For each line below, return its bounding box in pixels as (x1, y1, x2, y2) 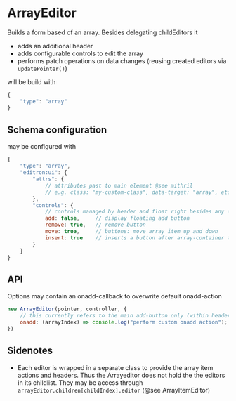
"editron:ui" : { (20, 169, 68, 176)
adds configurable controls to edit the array (17, 49, 144, 58)
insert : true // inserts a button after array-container (44, 234, 225, 242)
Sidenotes (7, 345, 53, 357)
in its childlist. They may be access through (17, 378, 143, 387)
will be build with (7, 77, 56, 86)
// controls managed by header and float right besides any (44, 209, 225, 216)
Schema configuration (7, 124, 107, 136)
